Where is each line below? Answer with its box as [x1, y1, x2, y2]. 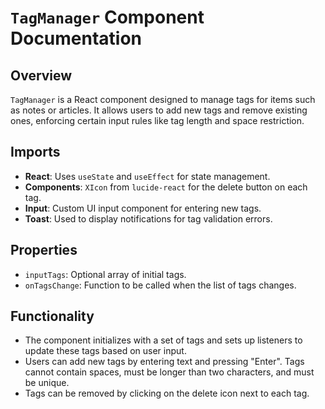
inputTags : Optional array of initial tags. [24, 268, 187, 280]
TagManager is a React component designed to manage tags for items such [10, 94, 316, 105]
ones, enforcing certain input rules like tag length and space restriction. [10, 115, 305, 126]
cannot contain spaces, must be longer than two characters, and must [24, 366, 315, 378]
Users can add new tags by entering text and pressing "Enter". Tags [24, 356, 305, 368]
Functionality [10, 308, 95, 325]
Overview [10, 67, 73, 84]
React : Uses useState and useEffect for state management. [24, 170, 271, 182]
